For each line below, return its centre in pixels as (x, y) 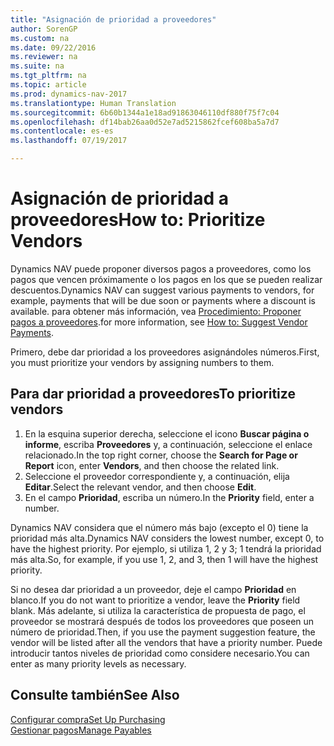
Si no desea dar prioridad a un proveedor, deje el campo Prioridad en (153, 589)
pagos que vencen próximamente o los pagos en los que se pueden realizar (166, 279)
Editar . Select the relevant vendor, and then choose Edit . (140, 487)
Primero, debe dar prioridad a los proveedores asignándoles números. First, (165, 352)
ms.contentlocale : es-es (62, 131)
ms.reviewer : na (44, 57)
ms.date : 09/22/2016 (53, 47)
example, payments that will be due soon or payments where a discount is (163, 300)
